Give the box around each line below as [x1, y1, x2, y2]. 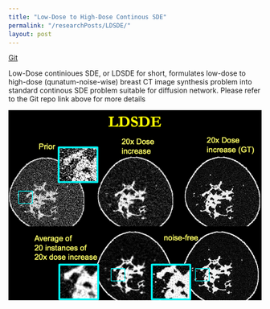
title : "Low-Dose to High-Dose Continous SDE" [8, 13, 167, 21]
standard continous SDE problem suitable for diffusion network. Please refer [8, 85, 261, 96]
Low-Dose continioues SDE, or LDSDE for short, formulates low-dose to [8, 68, 247, 78]
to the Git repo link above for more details [8, 94, 146, 104]
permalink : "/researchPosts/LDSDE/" [8, 21, 131, 30]
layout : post [8, 30, 52, 38]
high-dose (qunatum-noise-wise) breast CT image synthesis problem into [8, 77, 252, 87]
